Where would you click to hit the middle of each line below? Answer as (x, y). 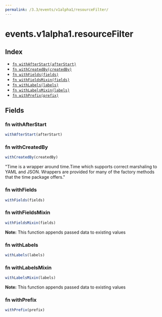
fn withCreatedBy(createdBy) (42, 69)
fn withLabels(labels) (35, 85)
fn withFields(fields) (35, 75)
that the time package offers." (35, 177)
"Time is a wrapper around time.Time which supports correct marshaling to (81, 167)
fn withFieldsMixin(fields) (41, 80)
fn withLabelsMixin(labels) (41, 90)
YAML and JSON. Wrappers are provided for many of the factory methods (80, 172)
